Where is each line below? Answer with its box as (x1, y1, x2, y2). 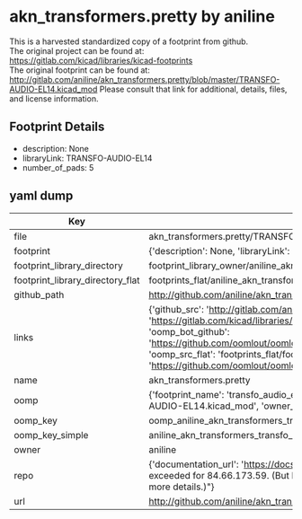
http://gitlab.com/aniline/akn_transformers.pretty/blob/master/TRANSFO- (9, 74, 280, 84)
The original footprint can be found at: (9, 65, 150, 75)
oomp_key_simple (13, 428, 89, 441)
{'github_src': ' (147, 303, 209, 315)
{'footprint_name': (147, 388, 225, 400)
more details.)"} (147, 480, 215, 493)
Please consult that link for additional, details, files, (99, 84, 288, 94)
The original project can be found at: (9, 45, 145, 56)
